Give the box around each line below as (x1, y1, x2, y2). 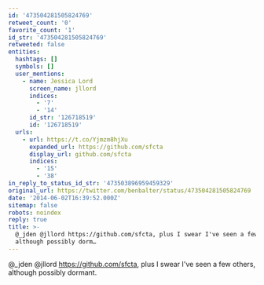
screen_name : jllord (28, 84, 97, 93)
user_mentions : (15, 70, 65, 78)
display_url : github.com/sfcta (28, 150, 132, 158)
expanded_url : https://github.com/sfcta (28, 143, 163, 151)
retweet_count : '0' (8, 19, 72, 27)
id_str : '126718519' (28, 114, 97, 122)
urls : (15, 128, 34, 136)
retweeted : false (8, 41, 65, 49)
